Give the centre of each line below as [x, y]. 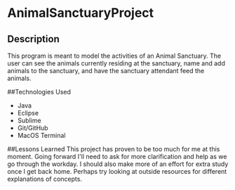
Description [33, 39]
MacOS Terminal [41, 135]
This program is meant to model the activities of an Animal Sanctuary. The [114, 56]
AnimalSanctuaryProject [81, 13]
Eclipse [28, 113]
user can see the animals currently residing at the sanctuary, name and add [116, 63]
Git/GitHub [33, 128]
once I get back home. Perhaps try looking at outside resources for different [117, 171]
